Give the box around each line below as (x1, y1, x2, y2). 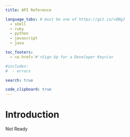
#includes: (5, 63, 29, 69)
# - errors (5, 68, 31, 74)
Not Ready (5, 126, 28, 132)
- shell (10, 21, 27, 27)
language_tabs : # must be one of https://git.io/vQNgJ (5, 16, 125, 22)
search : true (5, 78, 33, 83)
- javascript (10, 36, 38, 41)
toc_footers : (5, 50, 33, 55)
